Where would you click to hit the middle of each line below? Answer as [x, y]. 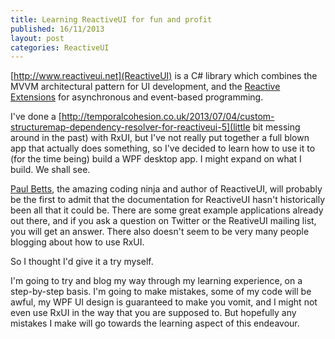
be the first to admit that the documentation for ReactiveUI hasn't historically [168, 200]
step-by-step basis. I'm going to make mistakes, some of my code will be [161, 292]
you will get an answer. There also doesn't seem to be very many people [160, 232]
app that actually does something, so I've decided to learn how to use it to [163, 148]
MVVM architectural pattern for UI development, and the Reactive [145, 87]
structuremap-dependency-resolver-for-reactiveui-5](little [130, 127]
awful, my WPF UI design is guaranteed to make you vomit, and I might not [164, 302]
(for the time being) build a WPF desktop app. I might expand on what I [156, 159]
